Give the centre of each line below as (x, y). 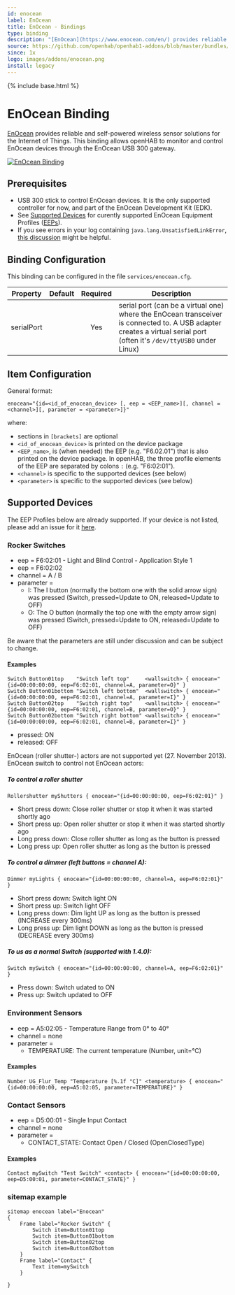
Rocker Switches (37, 545)
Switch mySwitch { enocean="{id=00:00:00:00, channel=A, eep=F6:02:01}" (115, 968)
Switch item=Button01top (69, 1230)
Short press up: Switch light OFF (64, 906)
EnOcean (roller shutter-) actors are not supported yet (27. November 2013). (117, 756)
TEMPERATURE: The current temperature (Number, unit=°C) (114, 1050)
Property (27, 294)
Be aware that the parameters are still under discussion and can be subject (115, 641)
